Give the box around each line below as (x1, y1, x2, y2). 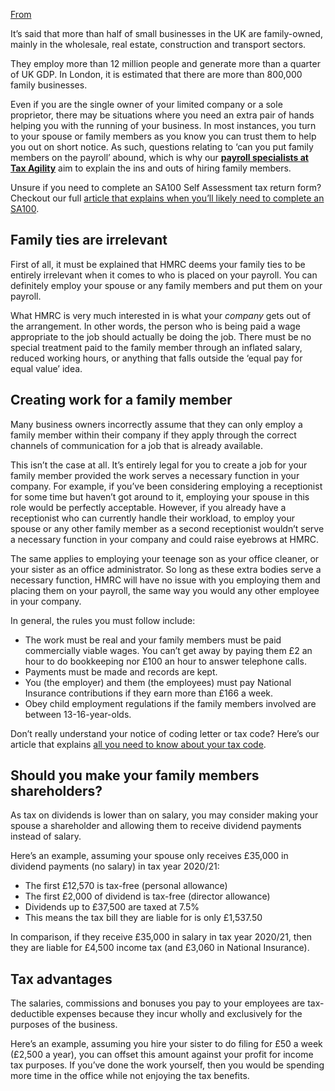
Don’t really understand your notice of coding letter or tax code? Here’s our (10, 727, 320, 739)
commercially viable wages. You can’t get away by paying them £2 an (24, 644, 313, 656)
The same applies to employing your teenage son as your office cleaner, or (10, 552, 320, 564)
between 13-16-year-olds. (24, 708, 132, 720)
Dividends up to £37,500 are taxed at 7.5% (24, 901, 200, 913)
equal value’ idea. (10, 362, 83, 374)
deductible (10, 1008, 55, 1020)
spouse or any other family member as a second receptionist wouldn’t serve (10, 522, 325, 534)
